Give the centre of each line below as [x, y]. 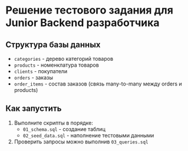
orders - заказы [34, 78]
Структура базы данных [53, 45]
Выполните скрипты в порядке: [54, 123]
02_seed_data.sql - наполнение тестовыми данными [88, 135]
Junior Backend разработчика [83, 23]
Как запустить [34, 109]
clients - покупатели [41, 71]
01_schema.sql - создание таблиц [64, 129]
